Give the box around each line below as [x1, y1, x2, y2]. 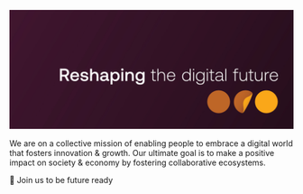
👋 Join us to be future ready [9, 174, 114, 185]
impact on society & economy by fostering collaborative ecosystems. [9, 157, 266, 168]
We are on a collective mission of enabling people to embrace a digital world [9, 137, 293, 149]
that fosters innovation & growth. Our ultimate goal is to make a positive [9, 147, 275, 158]
